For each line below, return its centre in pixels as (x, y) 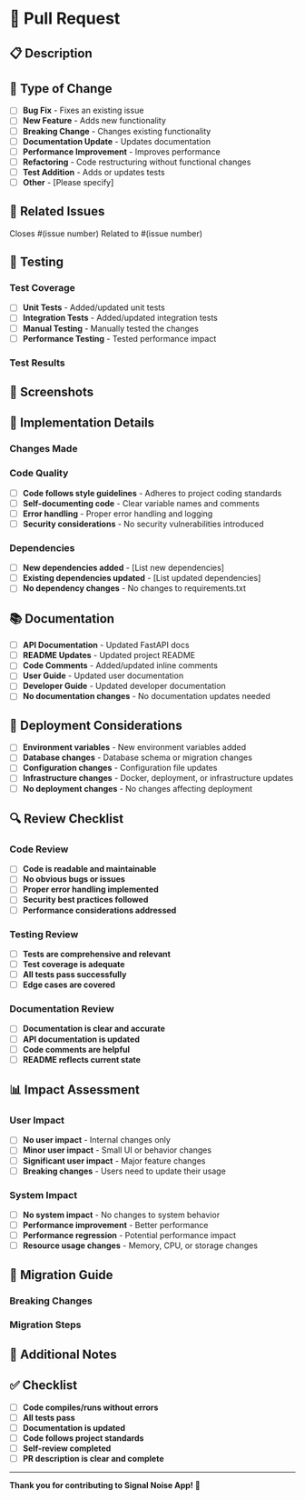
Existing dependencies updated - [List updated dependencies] (142, 578)
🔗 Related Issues (57, 211)
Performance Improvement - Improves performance (121, 151)
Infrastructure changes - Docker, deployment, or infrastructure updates (157, 778)
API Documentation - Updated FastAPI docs (106, 645)
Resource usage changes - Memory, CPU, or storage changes (140, 1245)
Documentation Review (62, 1009)
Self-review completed (67, 1448)
